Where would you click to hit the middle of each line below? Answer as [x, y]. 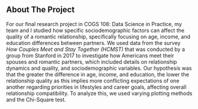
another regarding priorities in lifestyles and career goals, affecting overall [96, 87]
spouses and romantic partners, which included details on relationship [92, 62]
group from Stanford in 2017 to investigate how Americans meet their [90, 55]
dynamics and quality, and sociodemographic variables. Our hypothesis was [99, 68]
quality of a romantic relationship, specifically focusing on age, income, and [98, 36]
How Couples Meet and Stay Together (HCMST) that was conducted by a [95, 49]
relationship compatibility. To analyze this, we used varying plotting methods [99, 93]
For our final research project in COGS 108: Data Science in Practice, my [94, 24]
